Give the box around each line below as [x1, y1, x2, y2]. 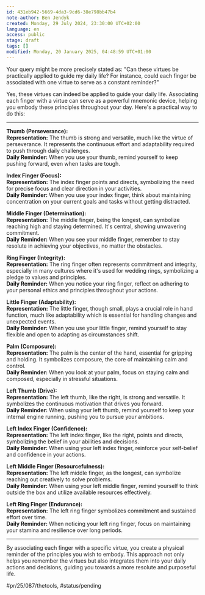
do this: [6, 109, 26, 117]
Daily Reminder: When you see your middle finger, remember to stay [6, 235, 180, 243]
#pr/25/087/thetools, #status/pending [6, 582, 102, 589]
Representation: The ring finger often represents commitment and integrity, [6, 261, 197, 268]
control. [6, 362, 26, 369]
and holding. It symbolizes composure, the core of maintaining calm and [6, 355, 188, 363]
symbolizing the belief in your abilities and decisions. [6, 438, 139, 445]
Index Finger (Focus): [6, 172, 62, 179]
